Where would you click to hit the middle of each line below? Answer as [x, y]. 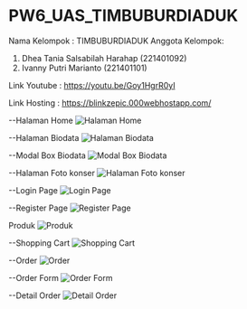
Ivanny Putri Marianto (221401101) [84, 68]
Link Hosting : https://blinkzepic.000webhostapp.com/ [110, 103]
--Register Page [38, 208]
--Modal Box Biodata [47, 155]
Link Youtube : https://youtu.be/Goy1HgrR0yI [92, 85]
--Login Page [33, 190]
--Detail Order [35, 295]
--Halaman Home [41, 120]
